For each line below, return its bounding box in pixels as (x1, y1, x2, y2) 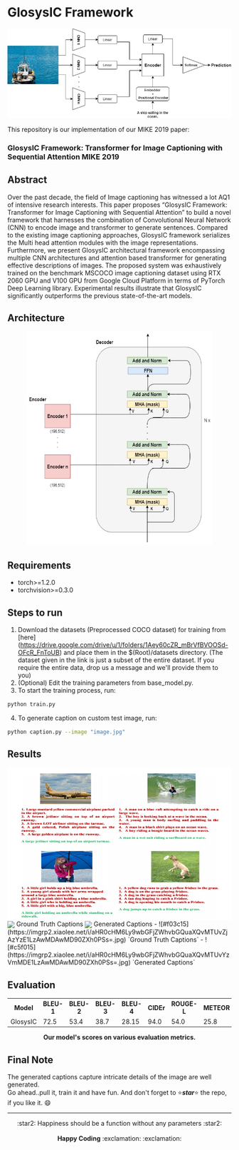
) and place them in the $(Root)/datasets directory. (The (59, 648, 223, 656)
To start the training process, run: (17, 686, 116, 694)
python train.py (7, 701, 55, 708)
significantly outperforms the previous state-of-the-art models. (7, 291, 193, 300)
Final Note (7, 1054, 53, 1066)
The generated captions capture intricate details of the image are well (7, 1073, 212, 1082)
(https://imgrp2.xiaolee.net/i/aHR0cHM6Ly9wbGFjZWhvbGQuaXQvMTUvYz (7, 950, 230, 960)
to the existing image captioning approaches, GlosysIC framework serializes (7, 230, 230, 239)
